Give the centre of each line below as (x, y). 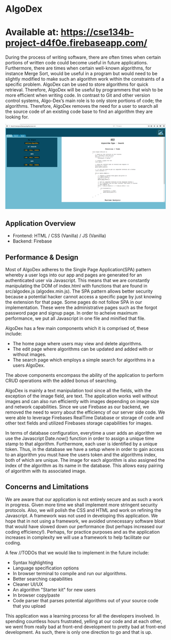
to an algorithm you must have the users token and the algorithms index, (81, 455)
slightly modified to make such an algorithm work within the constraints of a (85, 79)
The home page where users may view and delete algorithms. (77, 344)
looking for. (17, 117)
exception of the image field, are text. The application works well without (81, 396)
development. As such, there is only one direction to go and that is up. (79, 632)
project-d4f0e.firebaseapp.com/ (76, 43)
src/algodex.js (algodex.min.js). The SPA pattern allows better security (79, 291)
